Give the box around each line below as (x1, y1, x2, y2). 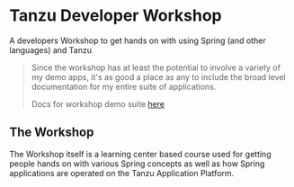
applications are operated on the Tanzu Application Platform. (9, 167, 235, 178)
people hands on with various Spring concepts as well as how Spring (9, 158, 265, 169)
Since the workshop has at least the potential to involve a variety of (31, 62, 281, 73)
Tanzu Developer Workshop (9, 5, 222, 26)
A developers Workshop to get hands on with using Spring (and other (9, 35, 267, 46)
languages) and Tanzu (9, 44, 93, 55)
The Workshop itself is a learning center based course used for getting (9, 148, 272, 159)
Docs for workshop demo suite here (31, 98, 165, 109)
